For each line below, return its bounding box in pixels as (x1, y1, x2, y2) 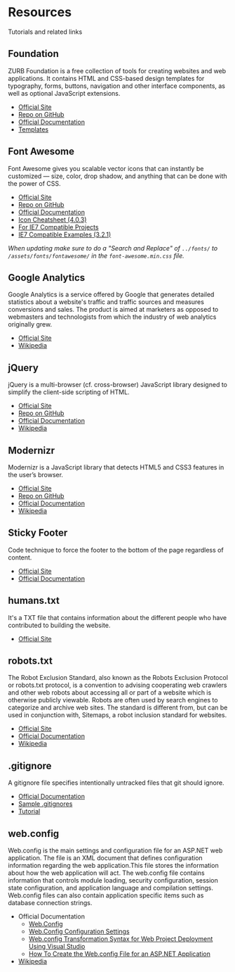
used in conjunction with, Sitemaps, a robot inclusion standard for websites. (8, 711, 227, 719)
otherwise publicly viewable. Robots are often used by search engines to (8, 696, 218, 705)
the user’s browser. (8, 471, 64, 479)
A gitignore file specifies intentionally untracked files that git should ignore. (8, 778, 224, 787)
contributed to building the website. (8, 621, 111, 629)
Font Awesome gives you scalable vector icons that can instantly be (8, 164, 204, 172)
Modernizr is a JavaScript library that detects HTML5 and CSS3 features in (8, 463, 224, 472)
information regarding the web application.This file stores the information (8, 861, 220, 870)
